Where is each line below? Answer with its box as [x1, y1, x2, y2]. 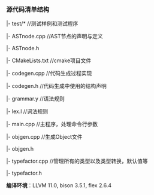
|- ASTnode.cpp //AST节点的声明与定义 [6, 33, 103, 40]
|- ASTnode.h [6, 45, 40, 52]
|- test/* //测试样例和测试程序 [6, 20, 78, 28]
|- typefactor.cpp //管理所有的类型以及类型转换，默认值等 [6, 157, 148, 165]
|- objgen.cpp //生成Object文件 [6, 133, 83, 141]
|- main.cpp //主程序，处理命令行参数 [6, 121, 98, 128]
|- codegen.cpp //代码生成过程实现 [6, 70, 92, 77]
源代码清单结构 [6, 5, 50, 13]
